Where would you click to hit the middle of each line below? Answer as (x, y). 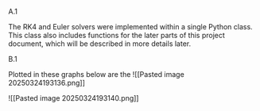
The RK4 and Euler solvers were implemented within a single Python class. (130, 27)
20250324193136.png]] (47, 83)
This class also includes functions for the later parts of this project (116, 35)
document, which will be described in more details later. (100, 44)
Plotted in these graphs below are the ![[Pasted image (96, 74)
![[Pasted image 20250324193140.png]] (74, 98)
